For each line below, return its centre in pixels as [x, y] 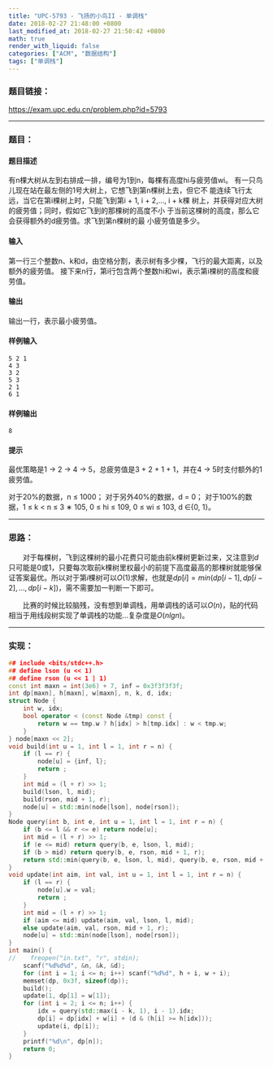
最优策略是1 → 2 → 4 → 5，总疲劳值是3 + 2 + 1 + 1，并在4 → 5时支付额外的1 [135, 469]
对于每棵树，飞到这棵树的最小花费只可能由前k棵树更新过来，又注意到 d [141, 557]
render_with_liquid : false [54, 46]
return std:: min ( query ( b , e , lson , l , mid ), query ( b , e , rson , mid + [143, 860]
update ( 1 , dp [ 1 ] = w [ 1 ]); [67, 996]
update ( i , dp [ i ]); [69, 1026]
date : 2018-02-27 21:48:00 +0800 [65, 24]
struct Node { [32, 701]
